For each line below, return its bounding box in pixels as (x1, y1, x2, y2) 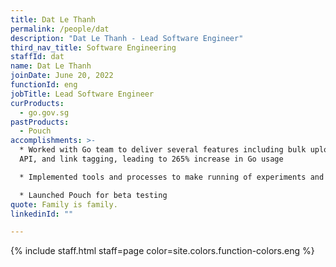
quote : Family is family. (10, 199, 118, 210)
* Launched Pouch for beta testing (19, 190, 168, 200)
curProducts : (10, 98, 65, 108)
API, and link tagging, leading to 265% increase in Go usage (19, 154, 284, 164)
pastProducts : (10, 117, 70, 127)
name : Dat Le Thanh (10, 61, 92, 71)
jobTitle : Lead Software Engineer (10, 89, 155, 99)
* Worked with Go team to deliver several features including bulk (19, 145, 307, 155)
